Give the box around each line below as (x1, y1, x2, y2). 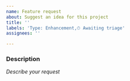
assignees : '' (6, 31, 41, 36)
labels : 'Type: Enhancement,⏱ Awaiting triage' (6, 25, 125, 31)
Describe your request (6, 68, 60, 75)
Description (6, 55, 40, 63)
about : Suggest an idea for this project (6, 14, 109, 20)
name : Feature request (6, 8, 61, 15)
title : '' (6, 19, 30, 25)
